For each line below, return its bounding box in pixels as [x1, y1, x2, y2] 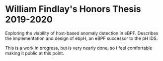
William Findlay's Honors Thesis [5, 3, 141, 15]
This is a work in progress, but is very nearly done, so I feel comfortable [5, 45, 153, 51]
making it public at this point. [5, 50, 65, 56]
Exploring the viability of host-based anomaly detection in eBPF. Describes [5, 30, 159, 36]
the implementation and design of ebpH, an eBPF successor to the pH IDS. [5, 35, 158, 41]
